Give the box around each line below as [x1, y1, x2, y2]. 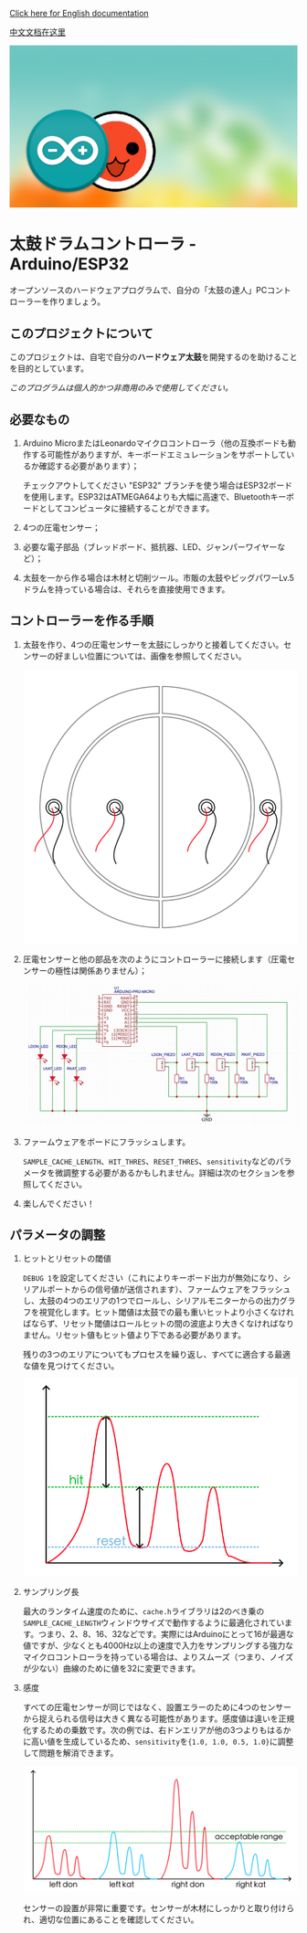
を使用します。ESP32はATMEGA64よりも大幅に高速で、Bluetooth [22, 491, 271, 502]
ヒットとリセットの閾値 [22, 1253, 111, 1264]
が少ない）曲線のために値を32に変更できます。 [22, 1663, 201, 1674]
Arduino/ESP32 [9, 253, 130, 274]
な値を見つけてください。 [22, 1360, 120, 1371]
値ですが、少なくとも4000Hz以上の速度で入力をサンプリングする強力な [22, 1640, 294, 1652]
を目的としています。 [9, 363, 90, 374]
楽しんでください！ [22, 1198, 96, 1209]
